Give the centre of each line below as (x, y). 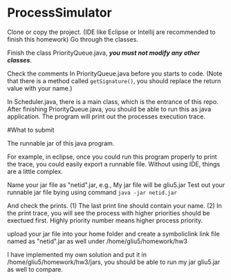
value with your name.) (40, 88)
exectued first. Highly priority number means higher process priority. (105, 220)
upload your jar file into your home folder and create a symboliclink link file (113, 234)
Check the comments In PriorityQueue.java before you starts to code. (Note (115, 73)
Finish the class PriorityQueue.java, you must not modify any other (104, 53)
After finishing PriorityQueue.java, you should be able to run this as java (109, 109)
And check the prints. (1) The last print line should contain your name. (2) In (115, 205)
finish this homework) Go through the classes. (73, 39)
